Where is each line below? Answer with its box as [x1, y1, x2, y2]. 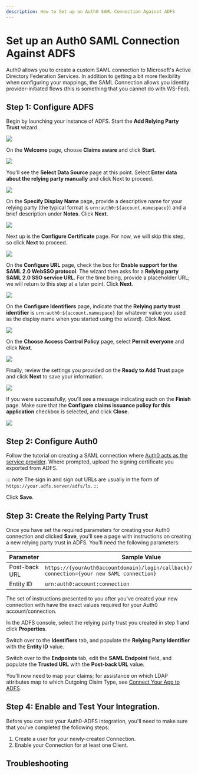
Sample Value [121, 553, 161, 561]
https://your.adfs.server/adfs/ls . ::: [6, 482, 98, 489]
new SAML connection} [96, 570, 157, 577]
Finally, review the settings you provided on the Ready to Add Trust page [6, 367, 184, 374]
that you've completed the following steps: [6, 724, 110, 731]
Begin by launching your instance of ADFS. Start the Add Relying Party [6, 117, 179, 125]
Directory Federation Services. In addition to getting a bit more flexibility [6, 72, 181, 80]
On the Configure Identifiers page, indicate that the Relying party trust [6, 303, 181, 310]
